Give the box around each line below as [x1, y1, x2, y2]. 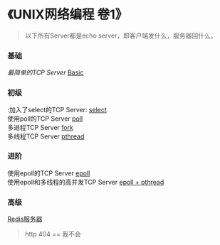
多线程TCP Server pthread [7, 132, 85, 141]
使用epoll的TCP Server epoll [7, 168, 90, 178]
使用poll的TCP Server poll [7, 114, 83, 123]
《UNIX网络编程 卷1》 [7, 6, 128, 23]
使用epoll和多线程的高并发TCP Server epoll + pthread [7, 178, 164, 186]
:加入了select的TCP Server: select [7, 105, 107, 114]
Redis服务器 [7, 214, 43, 224]
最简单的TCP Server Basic [7, 68, 84, 77]
